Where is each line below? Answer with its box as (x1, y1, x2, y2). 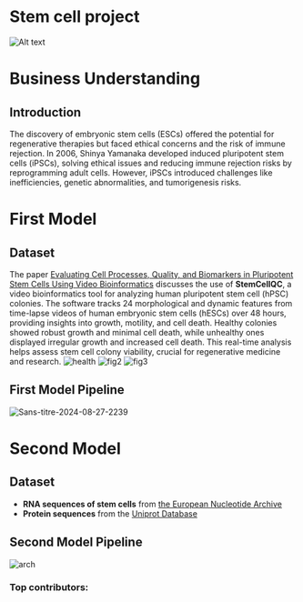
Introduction (9, 105, 82, 120)
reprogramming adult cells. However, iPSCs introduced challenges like (9, 166, 273, 178)
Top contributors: (9, 581, 89, 594)
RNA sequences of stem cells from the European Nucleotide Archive (22, 498, 283, 509)
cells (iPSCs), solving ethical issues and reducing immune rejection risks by (9, 157, 293, 168)
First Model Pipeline (9, 382, 125, 397)
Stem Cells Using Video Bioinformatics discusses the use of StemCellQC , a (9, 278, 292, 289)
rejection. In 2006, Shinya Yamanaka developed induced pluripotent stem (9, 147, 285, 158)
